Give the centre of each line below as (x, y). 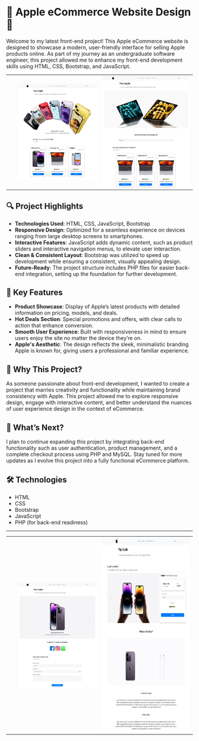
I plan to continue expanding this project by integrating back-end (85, 442)
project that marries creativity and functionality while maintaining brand (93, 390)
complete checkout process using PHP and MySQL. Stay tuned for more (94, 454)
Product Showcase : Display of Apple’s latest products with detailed (97, 307)
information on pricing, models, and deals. (66, 313)
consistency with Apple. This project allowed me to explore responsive (92, 396)
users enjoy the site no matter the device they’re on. (78, 338)
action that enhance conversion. (54, 326)
